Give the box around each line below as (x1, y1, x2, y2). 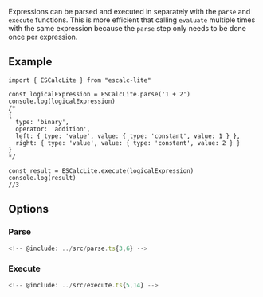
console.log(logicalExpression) (8, 97, 116, 105)
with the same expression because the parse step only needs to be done (8, 24, 247, 33)
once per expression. (8, 32, 78, 41)
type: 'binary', (15, 118, 69, 126)
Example (8, 55, 53, 68)
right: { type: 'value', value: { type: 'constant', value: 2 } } (15, 139, 241, 147)
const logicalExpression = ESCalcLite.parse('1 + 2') (8, 90, 191, 98)
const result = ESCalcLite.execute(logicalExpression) (8, 166, 194, 174)
